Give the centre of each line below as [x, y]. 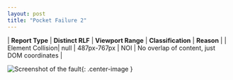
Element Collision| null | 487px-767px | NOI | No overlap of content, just [112, 48]
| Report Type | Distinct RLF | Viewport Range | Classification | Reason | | [117, 40]
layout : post [27, 14]
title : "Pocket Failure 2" [47, 20]
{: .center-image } [107, 69]
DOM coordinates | [35, 55]
